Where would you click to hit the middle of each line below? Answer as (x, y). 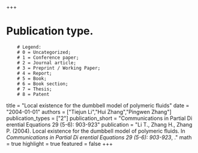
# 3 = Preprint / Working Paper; (59, 68)
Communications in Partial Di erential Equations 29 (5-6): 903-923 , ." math (99, 137)
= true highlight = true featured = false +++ (59, 143)
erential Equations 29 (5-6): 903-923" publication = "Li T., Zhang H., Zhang (99, 124)
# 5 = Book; (32, 79)
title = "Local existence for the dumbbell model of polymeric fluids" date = (98, 105)
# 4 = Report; (34, 73)
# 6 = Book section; (43, 84)
